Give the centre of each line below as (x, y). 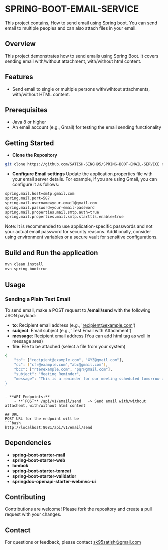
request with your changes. (33, 514)
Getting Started (30, 143)
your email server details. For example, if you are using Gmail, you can (85, 179)
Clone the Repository (35, 155)
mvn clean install (24, 264)
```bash (13, 423)
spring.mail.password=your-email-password (50, 208)
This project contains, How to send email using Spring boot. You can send (81, 23)
